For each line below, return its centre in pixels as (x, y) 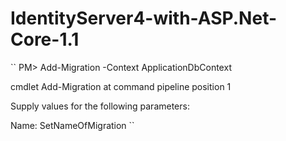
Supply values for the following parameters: (100, 106)
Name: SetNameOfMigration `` (72, 125)
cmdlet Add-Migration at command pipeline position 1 (121, 86)
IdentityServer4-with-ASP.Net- (144, 18)
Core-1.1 (45, 39)
